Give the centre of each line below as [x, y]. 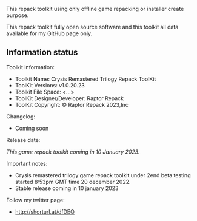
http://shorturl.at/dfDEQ [45, 211]
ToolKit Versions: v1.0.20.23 [50, 85]
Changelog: [21, 116]
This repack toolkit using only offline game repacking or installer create [95, 9]
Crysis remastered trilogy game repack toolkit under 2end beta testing [103, 175]
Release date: [23, 140]
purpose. [18, 15]
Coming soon [32, 128]
